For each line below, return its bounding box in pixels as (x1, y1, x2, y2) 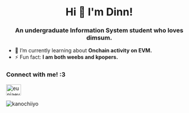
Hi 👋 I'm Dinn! (66, 5, 133, 19)
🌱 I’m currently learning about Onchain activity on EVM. (14, 47, 152, 54)
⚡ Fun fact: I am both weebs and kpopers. (14, 54, 118, 61)
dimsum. (86, 34, 112, 42)
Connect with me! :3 (6, 71, 66, 79)
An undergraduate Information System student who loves (15, 26, 184, 35)
